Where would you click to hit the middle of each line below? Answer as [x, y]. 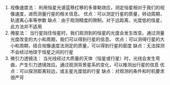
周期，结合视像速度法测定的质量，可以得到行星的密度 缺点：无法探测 [92, 46]
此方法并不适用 [26, 26]
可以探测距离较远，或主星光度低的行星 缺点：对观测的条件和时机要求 [92, 71]
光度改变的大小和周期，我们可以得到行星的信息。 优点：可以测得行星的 [85, 39]
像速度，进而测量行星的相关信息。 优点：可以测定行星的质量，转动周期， [87, 14]
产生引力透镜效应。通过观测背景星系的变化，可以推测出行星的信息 [89, 65]
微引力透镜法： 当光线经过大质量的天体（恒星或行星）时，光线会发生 [83, 58]
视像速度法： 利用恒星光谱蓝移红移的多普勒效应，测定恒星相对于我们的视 [87, 7]
